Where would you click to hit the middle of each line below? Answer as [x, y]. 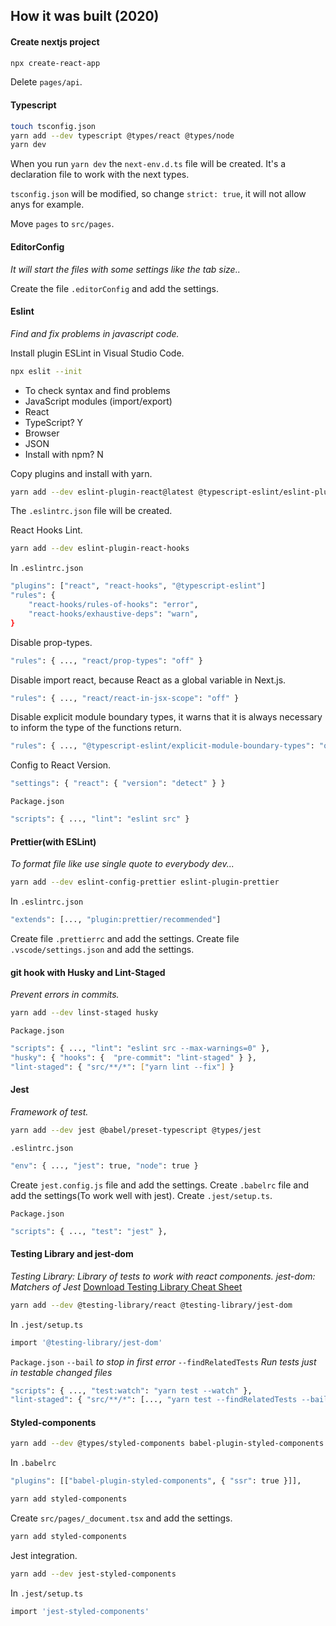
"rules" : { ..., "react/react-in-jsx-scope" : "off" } [125, 698]
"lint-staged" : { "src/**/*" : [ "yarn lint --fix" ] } [122, 1067]
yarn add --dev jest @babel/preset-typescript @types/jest [136, 1130]
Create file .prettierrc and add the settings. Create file [125, 939]
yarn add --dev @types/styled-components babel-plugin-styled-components [167, 1444]
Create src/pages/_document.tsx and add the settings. [121, 1518]
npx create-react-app [55, 63]
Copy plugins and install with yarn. [81, 473]
